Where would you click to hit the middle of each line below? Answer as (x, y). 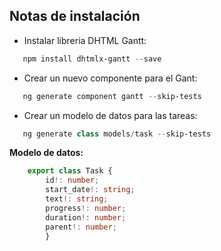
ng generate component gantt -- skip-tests (112, 96)
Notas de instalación (75, 16)
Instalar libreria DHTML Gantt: (85, 40)
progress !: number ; (86, 208)
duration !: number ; (86, 217)
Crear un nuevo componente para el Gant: (110, 78)
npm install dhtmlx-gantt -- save (92, 59)
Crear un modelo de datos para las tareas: (110, 115)
